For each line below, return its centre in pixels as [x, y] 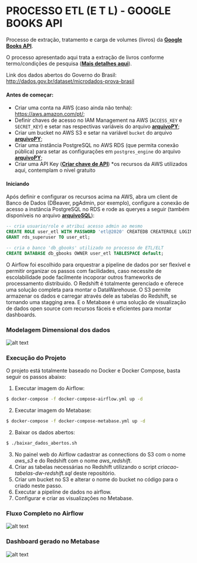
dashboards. [21, 314]
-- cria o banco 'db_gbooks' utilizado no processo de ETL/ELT [85, 248]
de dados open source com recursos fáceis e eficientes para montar [89, 308]
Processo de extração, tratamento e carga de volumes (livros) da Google [94, 39]
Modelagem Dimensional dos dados [58, 329]
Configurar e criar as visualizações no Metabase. [74, 498]
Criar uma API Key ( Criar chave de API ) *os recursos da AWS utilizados [101, 164]
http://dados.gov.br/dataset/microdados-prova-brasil [70, 81]
